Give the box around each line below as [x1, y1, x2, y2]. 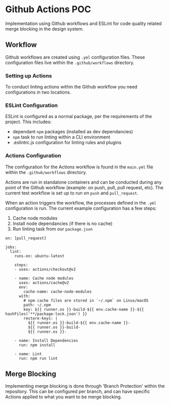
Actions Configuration [5, 152, 61, 159]
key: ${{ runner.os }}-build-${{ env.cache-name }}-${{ [23, 307, 144, 312]
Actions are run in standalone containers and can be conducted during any [5, 179, 162, 185]
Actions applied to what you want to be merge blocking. [5, 394, 122, 400]
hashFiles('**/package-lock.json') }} [5, 311, 87, 316]
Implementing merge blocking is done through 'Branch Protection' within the [5, 383, 165, 389]
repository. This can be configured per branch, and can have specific [5, 388, 150, 395]
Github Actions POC [5, 4, 91, 15]
